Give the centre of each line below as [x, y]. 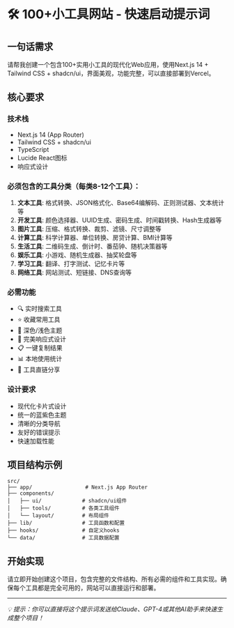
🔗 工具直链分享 [39, 369]
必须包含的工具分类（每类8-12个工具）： [74, 186]
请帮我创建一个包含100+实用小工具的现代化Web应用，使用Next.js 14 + [108, 64]
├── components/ [31, 493]
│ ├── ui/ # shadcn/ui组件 [67, 501]
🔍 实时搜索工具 [40, 309]
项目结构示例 [35, 465]
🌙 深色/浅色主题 [40, 330]
